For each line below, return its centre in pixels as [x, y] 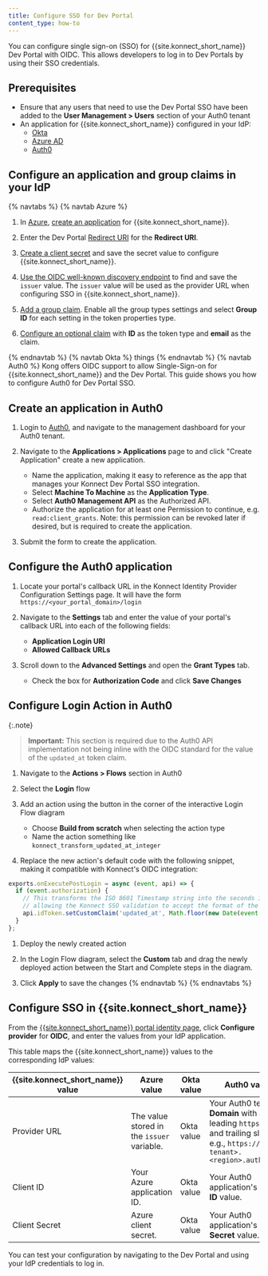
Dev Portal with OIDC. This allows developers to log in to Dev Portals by [126, 54]
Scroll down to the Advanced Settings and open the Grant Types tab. [134, 665]
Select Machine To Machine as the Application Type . [120, 492]
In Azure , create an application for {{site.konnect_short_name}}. [124, 222]
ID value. [226, 1197]
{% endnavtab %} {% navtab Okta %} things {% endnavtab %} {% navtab [130, 357]
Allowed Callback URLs [71, 649]
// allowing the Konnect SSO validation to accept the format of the [141, 906]
